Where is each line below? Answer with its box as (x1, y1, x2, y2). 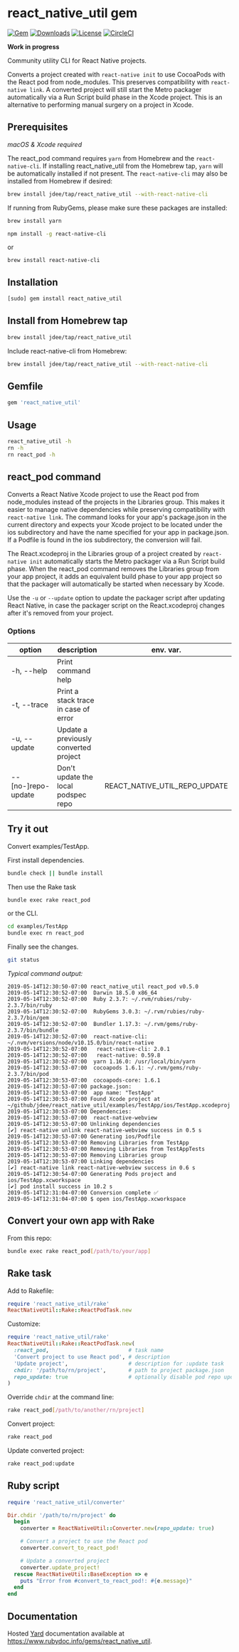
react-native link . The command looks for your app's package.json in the (7, 513, 227, 521)
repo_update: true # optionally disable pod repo (14, 1373, 221, 1381)
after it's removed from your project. (7, 608, 114, 617)
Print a (56, 686, 79, 696)
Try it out (7, 823, 48, 835)
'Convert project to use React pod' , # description (14, 1353, 171, 1361)
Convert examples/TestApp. (7, 842, 90, 850)
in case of (56, 704, 90, 714)
